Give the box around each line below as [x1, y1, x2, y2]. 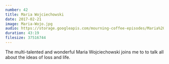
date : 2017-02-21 [5, 16, 42, 21]
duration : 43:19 [5, 30, 39, 35]
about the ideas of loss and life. [5, 54, 70, 60]
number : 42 [5, 7, 28, 12]
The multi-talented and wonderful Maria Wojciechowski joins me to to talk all [5, 48, 164, 55]
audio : [5, 26, 19, 31]
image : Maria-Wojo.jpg [5, 21, 53, 26]
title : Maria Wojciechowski [5, 12, 64, 17]
